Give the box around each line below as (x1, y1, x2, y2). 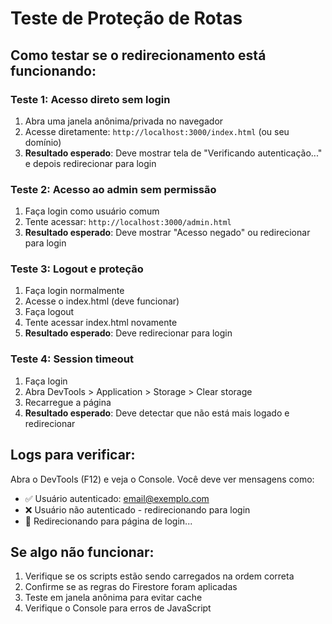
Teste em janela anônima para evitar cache (24, 592, 203, 604)
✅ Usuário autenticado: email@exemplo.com (24, 492, 210, 504)
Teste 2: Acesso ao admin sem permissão (10, 182, 217, 196)
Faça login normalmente (24, 285, 125, 297)
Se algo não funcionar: (10, 543, 155, 561)
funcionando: (10, 62, 97, 79)
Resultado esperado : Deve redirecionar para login (24, 327, 233, 339)
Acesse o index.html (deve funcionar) (24, 295, 180, 307)
